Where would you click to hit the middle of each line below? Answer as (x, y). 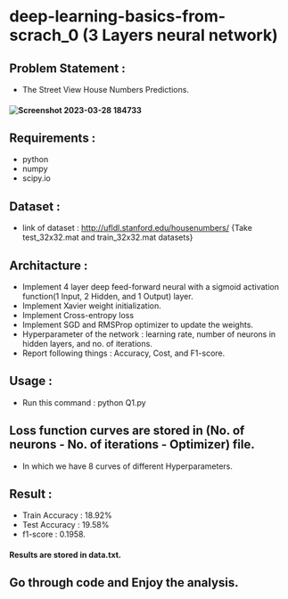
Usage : (31, 381)
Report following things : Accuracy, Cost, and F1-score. (123, 353)
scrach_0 (44, 35)
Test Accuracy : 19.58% (66, 525)
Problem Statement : (68, 68)
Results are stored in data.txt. (66, 555)
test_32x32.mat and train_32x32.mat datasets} (107, 237)
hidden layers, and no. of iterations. (87, 344)
